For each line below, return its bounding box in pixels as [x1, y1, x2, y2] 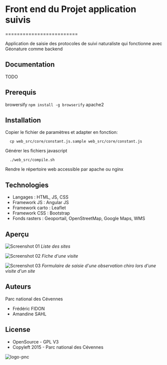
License [5, 325, 31, 334]
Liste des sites [41, 243, 71, 249]
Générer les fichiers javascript [5, 148, 68, 154]
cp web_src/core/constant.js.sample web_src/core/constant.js [10, 139, 142, 144]
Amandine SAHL [12, 311, 47, 317]
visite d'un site [5, 268, 36, 274]
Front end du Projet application [5, 4, 136, 15]
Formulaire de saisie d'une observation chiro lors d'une [42, 263, 156, 269]
